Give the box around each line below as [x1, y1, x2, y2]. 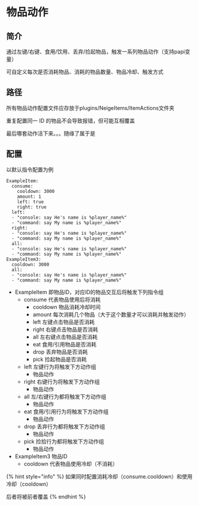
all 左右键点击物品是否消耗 [32, 333, 98, 341]
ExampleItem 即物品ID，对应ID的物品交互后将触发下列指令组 [14, 288, 164, 296]
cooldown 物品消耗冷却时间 [32, 303, 100, 311]
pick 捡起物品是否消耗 [32, 355, 87, 363]
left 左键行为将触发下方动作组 [23, 363, 97, 370]
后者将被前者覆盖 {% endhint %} [6, 493, 86, 500]
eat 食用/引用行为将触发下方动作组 [23, 407, 109, 415]
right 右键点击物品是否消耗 [32, 326, 99, 333]
